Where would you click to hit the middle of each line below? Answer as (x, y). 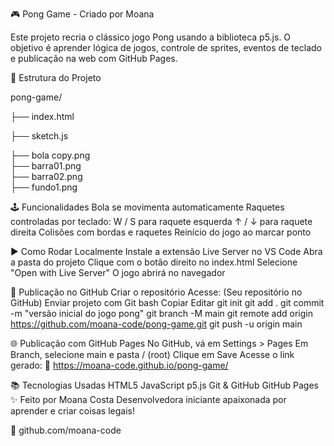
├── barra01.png (46, 166)
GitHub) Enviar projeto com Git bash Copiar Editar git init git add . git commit (167, 302)
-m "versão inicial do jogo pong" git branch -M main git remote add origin (162, 313)
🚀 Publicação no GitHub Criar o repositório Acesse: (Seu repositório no (156, 292)
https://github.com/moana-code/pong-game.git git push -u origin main (156, 324)
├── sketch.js (39, 136)
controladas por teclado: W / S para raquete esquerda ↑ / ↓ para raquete (161, 221)
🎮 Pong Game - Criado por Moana (82, 14)
